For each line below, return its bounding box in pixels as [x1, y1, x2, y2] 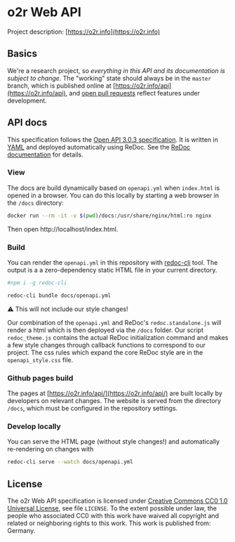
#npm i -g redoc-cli [7, 279, 68, 286]
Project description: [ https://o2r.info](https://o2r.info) [7, 27, 161, 36]
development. [7, 96, 47, 105]
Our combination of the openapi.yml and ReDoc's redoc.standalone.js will [7, 318, 222, 326]
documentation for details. [7, 150, 83, 159]
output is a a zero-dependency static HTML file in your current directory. [7, 266, 217, 275]
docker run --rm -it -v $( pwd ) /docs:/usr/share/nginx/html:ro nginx [7, 212, 212, 219]
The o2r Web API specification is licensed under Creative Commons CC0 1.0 [7, 496, 228, 505]
